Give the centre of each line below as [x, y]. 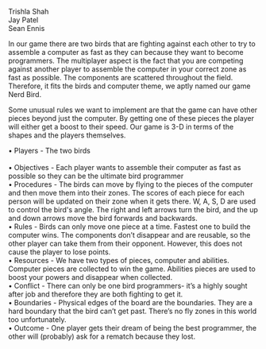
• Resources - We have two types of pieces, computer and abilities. [119, 260]
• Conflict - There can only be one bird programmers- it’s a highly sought [128, 286]
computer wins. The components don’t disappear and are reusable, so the [129, 235]
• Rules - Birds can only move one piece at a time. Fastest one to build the [129, 227]
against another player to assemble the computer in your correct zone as [127, 69]
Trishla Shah [29, 12]
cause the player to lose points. [60, 252]
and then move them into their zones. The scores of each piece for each [126, 193]
